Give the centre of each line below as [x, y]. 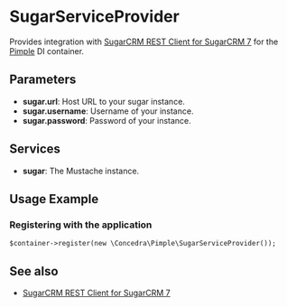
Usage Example [54, 199]
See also [34, 271]
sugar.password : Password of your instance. [106, 120]
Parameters [43, 80]
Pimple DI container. [46, 51]
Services [35, 149]
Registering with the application [81, 225]
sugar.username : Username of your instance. [108, 111]
